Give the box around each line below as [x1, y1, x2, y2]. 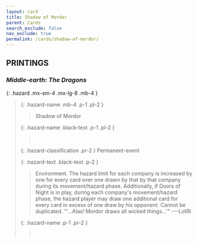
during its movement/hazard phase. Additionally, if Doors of [35, 182, 181, 190]
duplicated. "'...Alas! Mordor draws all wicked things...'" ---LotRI [35, 207, 191, 215]
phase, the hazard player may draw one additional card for [35, 195, 178, 202]
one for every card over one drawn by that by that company [35, 176, 181, 183]
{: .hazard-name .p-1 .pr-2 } [20, 219, 88, 226]
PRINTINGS [6, 58, 49, 68]
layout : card [6, 8, 38, 15]
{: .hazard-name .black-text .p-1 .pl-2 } [20, 124, 115, 131]
